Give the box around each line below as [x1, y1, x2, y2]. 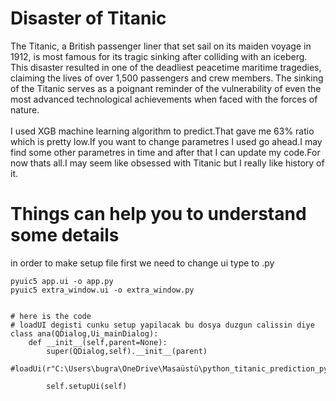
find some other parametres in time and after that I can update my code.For [10, 146, 321, 158]
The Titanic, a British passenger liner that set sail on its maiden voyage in [10, 40, 312, 52]
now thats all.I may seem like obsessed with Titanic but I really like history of [10, 157, 325, 169]
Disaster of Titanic [10, 7, 167, 30]
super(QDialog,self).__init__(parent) [46, 346, 208, 356]
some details [10, 224, 120, 247]
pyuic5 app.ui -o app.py [10, 276, 114, 286]
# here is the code [10, 311, 92, 321]
